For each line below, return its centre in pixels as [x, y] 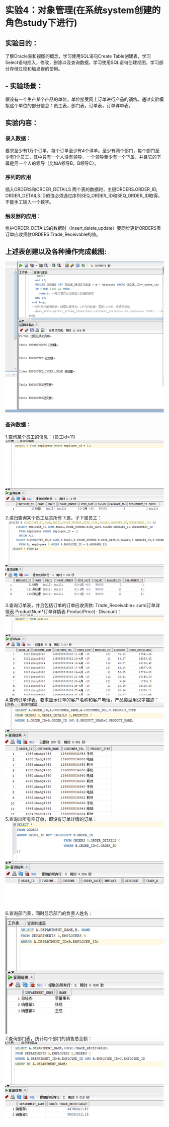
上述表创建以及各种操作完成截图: [56, 252]
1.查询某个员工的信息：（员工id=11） [42, 437]
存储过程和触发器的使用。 [36, 69]
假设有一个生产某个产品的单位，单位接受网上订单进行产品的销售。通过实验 [82, 99]
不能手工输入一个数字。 [29, 202]
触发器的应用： [23, 216]
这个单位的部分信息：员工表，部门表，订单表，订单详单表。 [71, 105]
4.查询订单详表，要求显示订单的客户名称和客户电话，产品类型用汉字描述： [82, 700]
